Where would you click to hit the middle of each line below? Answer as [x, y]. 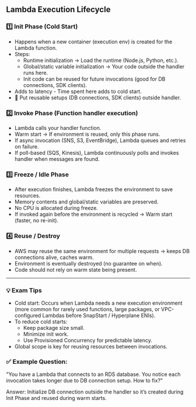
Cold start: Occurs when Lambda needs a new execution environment [98, 303]
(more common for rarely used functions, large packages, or [87, 309]
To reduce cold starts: [41, 322]
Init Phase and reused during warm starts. [56, 398]
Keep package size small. [54, 327]
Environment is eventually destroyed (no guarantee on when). [89, 263]
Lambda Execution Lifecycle [58, 10]
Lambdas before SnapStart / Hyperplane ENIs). [99, 315]
